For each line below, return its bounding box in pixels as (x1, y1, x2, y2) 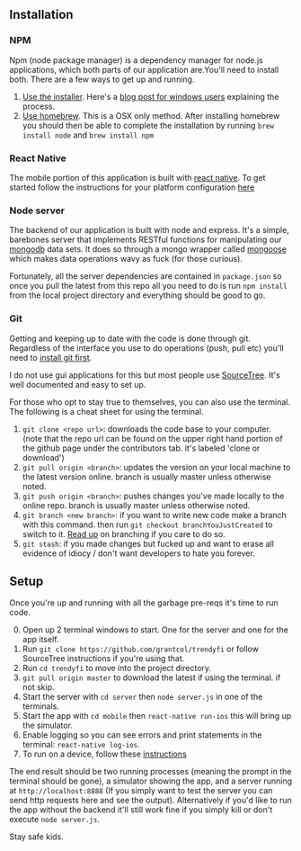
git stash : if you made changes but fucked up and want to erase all (22, 538, 274, 549)
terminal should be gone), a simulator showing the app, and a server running (9, 775, 293, 786)
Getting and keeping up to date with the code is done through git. (9, 333, 252, 344)
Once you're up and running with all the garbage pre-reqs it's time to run (9, 597, 279, 608)
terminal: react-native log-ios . (22, 739, 141, 750)
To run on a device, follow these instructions (22, 748, 187, 759)
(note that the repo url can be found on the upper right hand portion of (22, 433, 283, 443)
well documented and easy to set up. (9, 379, 146, 390)
